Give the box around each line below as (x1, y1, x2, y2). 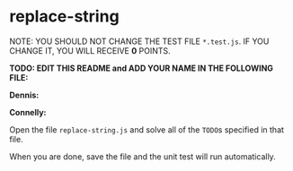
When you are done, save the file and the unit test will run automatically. (9, 150, 276, 162)
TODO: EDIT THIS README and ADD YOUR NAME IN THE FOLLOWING (9, 63, 274, 73)
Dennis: (9, 90, 40, 100)
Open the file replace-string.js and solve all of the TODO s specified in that (9, 124, 285, 135)
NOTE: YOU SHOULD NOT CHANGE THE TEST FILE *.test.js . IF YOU (9, 36, 270, 47)
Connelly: (9, 107, 47, 117)
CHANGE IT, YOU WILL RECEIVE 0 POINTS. (9, 45, 171, 56)
